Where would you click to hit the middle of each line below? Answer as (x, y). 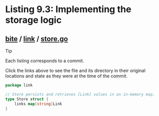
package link (19, 85)
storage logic (33, 20)
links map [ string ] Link (38, 104)
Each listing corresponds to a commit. (45, 61)
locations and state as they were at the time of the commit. (67, 76)
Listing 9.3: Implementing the (68, 9)
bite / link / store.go (37, 39)
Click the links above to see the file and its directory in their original (75, 70)
